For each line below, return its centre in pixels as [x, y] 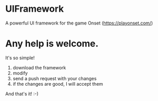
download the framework [39, 67]
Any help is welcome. [52, 44]
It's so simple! [20, 58]
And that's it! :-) [22, 94]
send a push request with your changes [55, 78]
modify [20, 73]
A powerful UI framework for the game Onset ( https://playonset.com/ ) [79, 23]
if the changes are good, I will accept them [58, 84]
